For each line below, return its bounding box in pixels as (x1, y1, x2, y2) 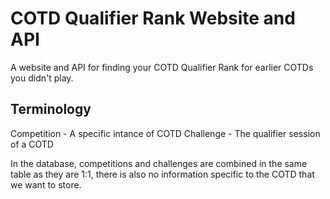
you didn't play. (10, 72, 74, 84)
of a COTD (10, 138, 54, 150)
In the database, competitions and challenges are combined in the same (10, 157, 308, 169)
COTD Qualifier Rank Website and (10, 7, 296, 30)
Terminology (10, 101, 92, 118)
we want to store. (10, 178, 82, 191)
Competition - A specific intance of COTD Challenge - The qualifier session (10, 127, 321, 139)
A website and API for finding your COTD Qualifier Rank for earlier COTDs (10, 61, 314, 73)
